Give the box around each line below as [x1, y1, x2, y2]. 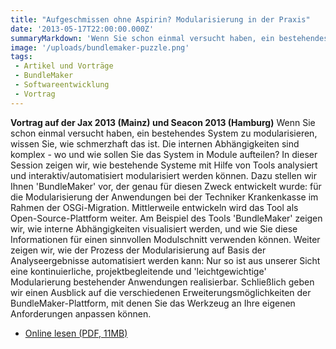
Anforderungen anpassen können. [10, 307, 152, 320]
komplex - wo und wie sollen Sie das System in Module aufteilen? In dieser [10, 148, 318, 160]
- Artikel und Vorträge [14, 61, 114, 71]
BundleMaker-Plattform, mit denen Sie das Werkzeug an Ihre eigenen [10, 297, 296, 309]
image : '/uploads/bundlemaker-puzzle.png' [10, 42, 190, 53]
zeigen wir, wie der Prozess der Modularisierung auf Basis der [10, 244, 267, 256]
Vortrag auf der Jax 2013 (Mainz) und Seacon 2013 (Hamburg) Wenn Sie [10, 116, 316, 128]
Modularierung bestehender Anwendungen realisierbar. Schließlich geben [10, 276, 315, 288]
